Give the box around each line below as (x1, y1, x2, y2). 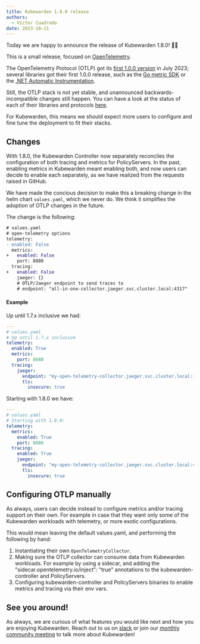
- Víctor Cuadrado (11, 20, 58, 26)
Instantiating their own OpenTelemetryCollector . (14, 547, 132, 554)
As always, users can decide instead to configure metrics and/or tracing (6, 505, 183, 512)
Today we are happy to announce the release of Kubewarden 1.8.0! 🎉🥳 (6, 42, 179, 49)
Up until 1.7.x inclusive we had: (6, 312, 81, 319)
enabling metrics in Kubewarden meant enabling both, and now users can (6, 165, 187, 173)
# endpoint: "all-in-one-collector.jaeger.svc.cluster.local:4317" (17, 286, 187, 292)
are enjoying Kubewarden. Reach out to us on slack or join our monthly (6, 624, 180, 632)
